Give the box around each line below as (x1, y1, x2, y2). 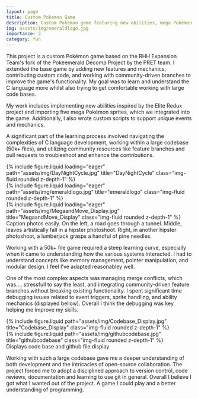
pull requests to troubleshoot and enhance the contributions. (6, 152, 154, 158)
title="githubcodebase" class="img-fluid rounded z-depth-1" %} (6, 337, 164, 344)
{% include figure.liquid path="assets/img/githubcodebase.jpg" (6, 331, 162, 337)
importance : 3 (6, 31, 41, 37)
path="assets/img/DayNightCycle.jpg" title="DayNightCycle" (6, 169, 155, 176)
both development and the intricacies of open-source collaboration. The (6, 361, 183, 367)
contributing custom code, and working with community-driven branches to (6, 72, 191, 78)
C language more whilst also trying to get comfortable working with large (6, 84, 184, 91)
